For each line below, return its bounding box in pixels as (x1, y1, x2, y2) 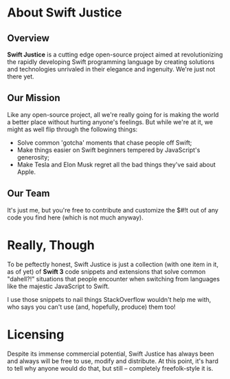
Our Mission (7, 92, 60, 104)
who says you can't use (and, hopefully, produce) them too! (7, 303, 176, 311)
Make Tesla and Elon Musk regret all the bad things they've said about (16, 160, 216, 169)
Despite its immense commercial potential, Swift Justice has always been (7, 349, 214, 358)
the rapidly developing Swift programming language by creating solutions (7, 58, 215, 66)
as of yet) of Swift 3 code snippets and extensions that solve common (7, 267, 206, 276)
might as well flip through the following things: (7, 125, 138, 133)
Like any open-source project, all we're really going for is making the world (7, 110, 219, 118)
